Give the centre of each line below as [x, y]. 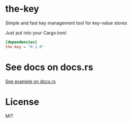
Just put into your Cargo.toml [36, 33]
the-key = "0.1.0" [25, 47]
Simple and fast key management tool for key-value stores [66, 23]
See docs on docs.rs [49, 67]
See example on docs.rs [30, 81]
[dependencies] [21, 42]
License [22, 102]
